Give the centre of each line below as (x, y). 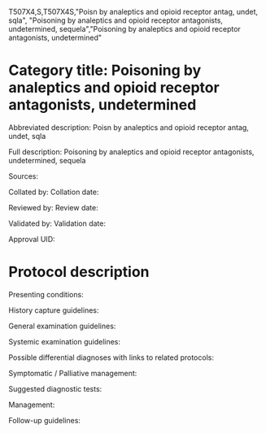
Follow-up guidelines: (45, 420)
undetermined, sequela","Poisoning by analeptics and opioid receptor (125, 29)
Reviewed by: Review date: (54, 207)
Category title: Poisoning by (105, 70)
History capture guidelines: (54, 310)
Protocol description (79, 272)
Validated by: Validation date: (57, 223)
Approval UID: (32, 239)
